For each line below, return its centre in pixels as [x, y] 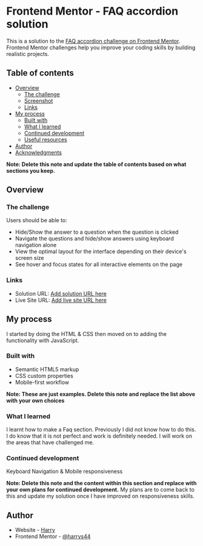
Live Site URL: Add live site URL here [61, 300]
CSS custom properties [44, 376]
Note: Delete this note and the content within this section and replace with [101, 483]
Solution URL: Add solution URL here [61, 293]
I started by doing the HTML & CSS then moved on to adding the [86, 334]
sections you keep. [31, 170]
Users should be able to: [37, 220]
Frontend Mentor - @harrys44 [53, 536]
